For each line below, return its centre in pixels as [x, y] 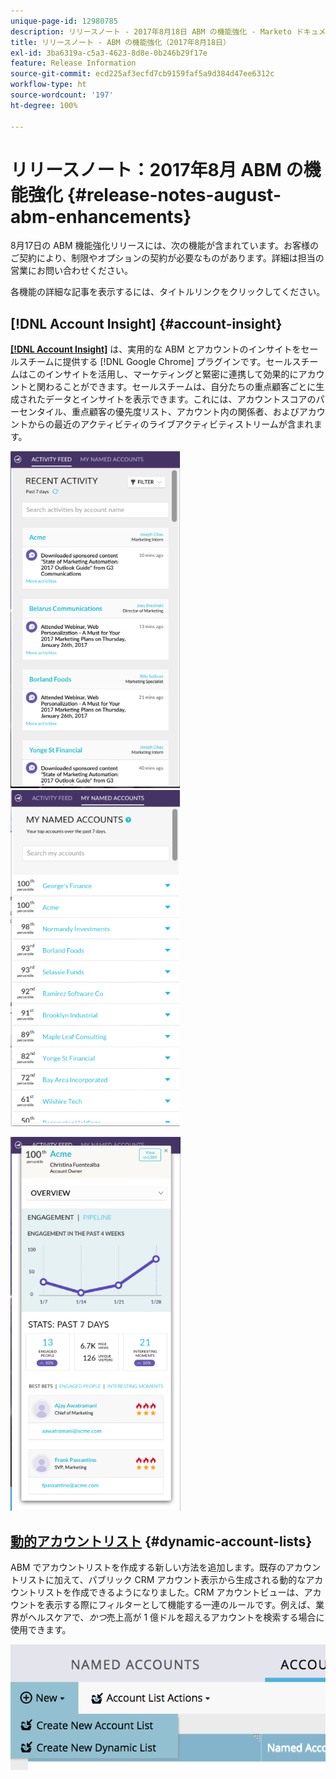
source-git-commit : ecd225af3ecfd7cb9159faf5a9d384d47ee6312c [142, 74]
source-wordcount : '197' [62, 95]
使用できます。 [41, 1630]
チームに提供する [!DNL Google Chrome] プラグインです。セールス [164, 362]
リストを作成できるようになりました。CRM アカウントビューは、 [170, 1592]
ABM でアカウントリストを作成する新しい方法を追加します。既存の [148, 1567]
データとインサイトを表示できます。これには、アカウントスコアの [180, 399]
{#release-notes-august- [174, 194]
